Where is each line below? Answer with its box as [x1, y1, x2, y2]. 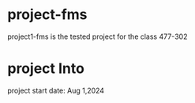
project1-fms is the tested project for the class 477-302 [7, 32, 188, 41]
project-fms [7, 6, 88, 24]
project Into [7, 59, 84, 78]
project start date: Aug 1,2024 [7, 86, 104, 95]
